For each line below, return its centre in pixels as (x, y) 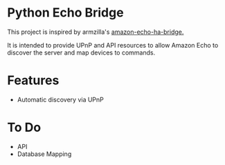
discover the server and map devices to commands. (81, 52)
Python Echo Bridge (65, 13)
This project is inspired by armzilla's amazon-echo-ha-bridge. (96, 32)
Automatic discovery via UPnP (60, 99)
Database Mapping (44, 154)
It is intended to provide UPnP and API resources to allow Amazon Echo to (113, 45)
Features (33, 80)
